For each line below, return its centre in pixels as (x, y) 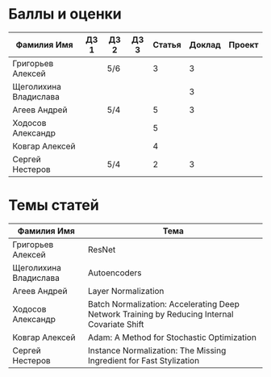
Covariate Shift (116, 324)
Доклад (205, 44)
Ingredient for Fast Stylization (144, 360)
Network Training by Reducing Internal (161, 314)
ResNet (102, 249)
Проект (244, 44)
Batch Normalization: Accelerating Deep (163, 304)
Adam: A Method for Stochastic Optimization (172, 337)
